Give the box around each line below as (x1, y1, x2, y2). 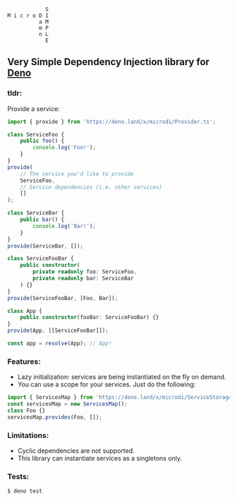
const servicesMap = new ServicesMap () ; (7, 401, 128, 408)
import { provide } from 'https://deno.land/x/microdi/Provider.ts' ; (7, 118, 217, 125)
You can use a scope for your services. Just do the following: (17, 380, 196, 388)
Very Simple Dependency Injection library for (7, 56, 210, 68)
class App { (7, 307, 42, 314)
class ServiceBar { (7, 209, 65, 217)
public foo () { (20, 137, 65, 144)
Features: (7, 357, 41, 367)
